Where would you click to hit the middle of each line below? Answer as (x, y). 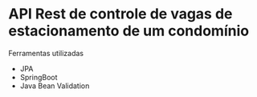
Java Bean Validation (55, 86)
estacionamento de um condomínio (129, 31)
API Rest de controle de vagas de (120, 14)
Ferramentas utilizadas (46, 53)
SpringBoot (39, 77)
